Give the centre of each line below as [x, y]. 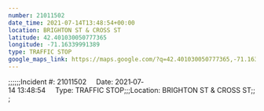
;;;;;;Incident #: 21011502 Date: [61, 81]
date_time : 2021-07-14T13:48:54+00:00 [71, 23]
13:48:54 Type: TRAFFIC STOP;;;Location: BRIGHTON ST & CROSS [129, 90]
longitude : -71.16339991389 [54, 45]
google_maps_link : [38, 60]
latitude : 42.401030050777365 [58, 37]
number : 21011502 [37, 15]
